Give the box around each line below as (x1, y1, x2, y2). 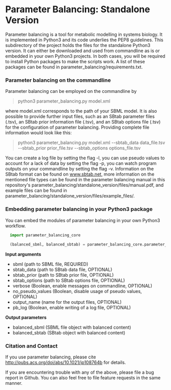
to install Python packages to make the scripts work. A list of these (5, 58, 145, 64)
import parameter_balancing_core (10, 232, 81, 238)
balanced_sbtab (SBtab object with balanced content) (12, 330, 126, 336)
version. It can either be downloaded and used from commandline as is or (5, 47, 160, 54)
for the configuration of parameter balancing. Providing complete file (5, 124, 150, 131)
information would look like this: (5, 130, 72, 136)
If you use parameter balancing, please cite (5, 354, 96, 360)
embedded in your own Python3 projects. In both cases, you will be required (5, 53, 165, 59)
